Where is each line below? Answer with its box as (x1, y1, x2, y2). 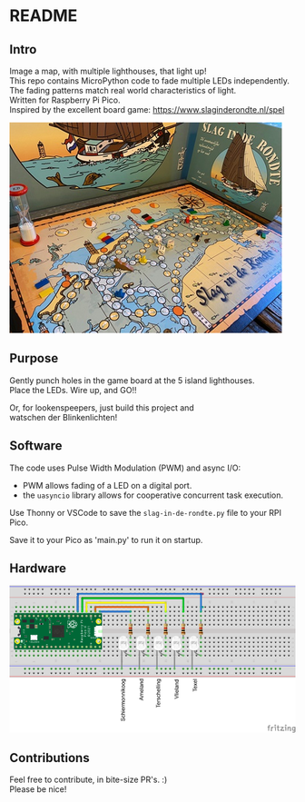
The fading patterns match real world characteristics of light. (9, 85, 237, 95)
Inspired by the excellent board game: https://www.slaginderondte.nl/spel (9, 104, 285, 114)
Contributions (9, 750, 90, 766)
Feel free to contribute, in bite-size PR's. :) (9, 774, 168, 786)
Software (9, 438, 63, 454)
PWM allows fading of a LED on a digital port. (22, 480, 192, 490)
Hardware (9, 560, 66, 577)
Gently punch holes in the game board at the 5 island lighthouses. (9, 374, 256, 386)
